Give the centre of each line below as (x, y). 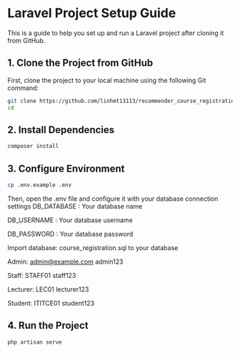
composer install (33, 146)
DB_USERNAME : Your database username (70, 220)
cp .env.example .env (40, 185)
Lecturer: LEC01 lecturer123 (48, 289)
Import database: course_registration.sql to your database (93, 247)
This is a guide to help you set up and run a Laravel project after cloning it (116, 33)
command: (23, 88)
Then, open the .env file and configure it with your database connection (113, 199)
